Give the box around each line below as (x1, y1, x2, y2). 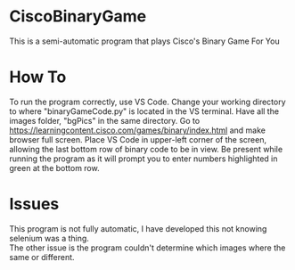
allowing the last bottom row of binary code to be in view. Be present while (9, 143, 283, 154)
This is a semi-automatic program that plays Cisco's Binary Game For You (9, 36, 280, 46)
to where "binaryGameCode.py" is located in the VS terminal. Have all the (9, 105, 279, 117)
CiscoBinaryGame (9, 6, 147, 27)
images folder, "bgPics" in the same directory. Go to (9, 115, 201, 126)
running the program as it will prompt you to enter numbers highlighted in (9, 153, 278, 164)
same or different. (9, 251, 75, 262)
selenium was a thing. (9, 233, 89, 243)
